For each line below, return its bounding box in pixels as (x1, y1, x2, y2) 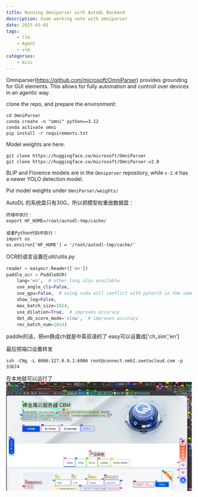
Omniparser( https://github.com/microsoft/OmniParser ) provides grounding (6, 76, 187, 83)
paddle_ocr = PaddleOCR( (6, 272, 67, 278)
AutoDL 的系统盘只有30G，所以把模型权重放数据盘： (6, 199, 134, 206)
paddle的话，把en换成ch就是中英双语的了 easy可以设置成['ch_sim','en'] (6, 333, 180, 340)
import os (6, 236, 31, 242)
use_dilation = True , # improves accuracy (16, 309, 120, 315)
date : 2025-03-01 (6, 22, 49, 28)
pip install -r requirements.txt (6, 130, 88, 136)
